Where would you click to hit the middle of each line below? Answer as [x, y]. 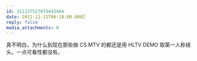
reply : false [22, 22]
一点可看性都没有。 [39, 52]
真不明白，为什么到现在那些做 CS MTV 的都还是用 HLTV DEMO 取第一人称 [96, 45]
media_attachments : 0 [33, 28]
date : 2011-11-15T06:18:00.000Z [46, 17]
